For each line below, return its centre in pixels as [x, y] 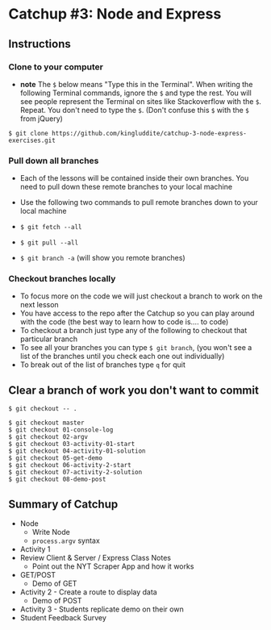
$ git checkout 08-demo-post [57, 480]
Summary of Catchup [63, 504]
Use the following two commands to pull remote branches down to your [139, 202]
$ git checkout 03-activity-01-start [72, 444]
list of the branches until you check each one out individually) [122, 357]
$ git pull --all [49, 243]
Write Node [51, 532]
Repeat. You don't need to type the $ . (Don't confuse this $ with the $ [135, 110]
